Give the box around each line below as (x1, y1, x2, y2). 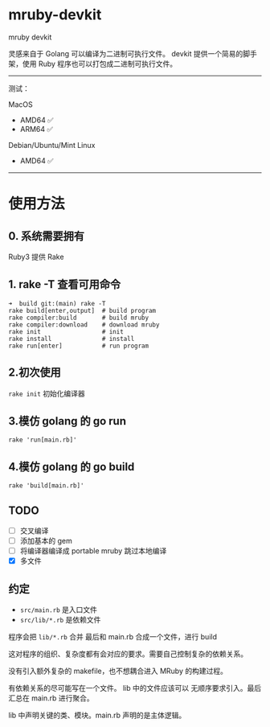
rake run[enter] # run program (8, 342, 149, 350)
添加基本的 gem (19, 536, 72, 546)
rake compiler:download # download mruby (8, 320, 160, 329)
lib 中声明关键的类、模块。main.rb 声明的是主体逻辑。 (8, 710, 186, 721)
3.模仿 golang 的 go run (8, 414, 127, 428)
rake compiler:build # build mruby (8, 314, 149, 322)
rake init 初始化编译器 (8, 388, 86, 398)
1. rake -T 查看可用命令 (8, 277, 121, 291)
